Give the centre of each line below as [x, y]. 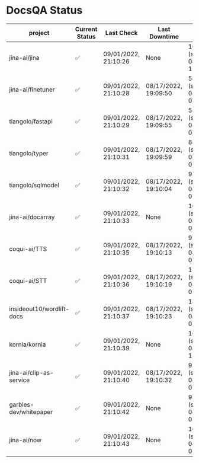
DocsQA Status [44, 10]
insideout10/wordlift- [39, 309]
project [39, 33]
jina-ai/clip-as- [32, 372]
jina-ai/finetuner [32, 90]
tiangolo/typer [29, 153]
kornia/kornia [28, 344]
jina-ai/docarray [32, 217]
